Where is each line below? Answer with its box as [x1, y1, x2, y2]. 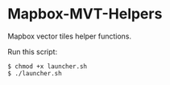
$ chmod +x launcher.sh [7, 62, 88, 71]
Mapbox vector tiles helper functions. [7, 31, 132, 41]
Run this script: [7, 47, 58, 56]
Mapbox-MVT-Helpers [7, 5, 163, 23]
